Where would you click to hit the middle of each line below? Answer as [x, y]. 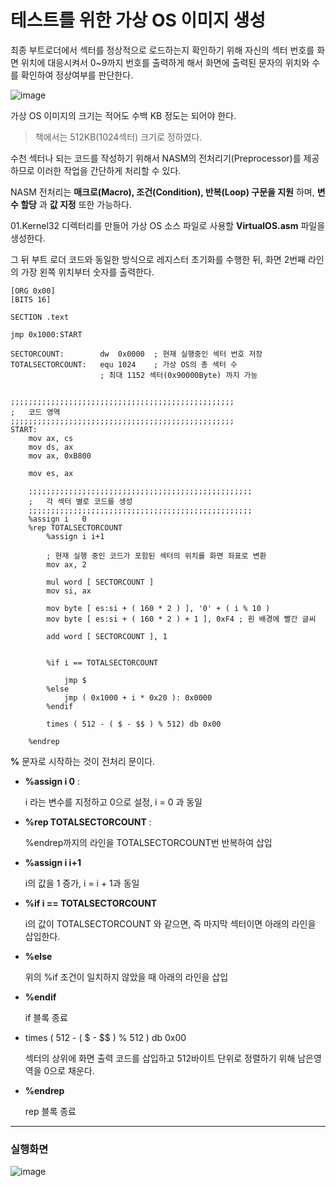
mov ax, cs [51, 438]
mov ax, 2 [66, 564]
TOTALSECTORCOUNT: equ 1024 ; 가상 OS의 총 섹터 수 [124, 364]
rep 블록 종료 [50, 1111]
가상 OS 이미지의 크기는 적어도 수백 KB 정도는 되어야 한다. [123, 115]
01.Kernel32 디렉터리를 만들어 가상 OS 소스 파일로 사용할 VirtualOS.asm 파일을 [168, 225]
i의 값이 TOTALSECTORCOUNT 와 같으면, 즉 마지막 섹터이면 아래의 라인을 [170, 923]
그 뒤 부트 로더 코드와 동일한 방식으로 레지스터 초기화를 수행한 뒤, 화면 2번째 [158, 259]
